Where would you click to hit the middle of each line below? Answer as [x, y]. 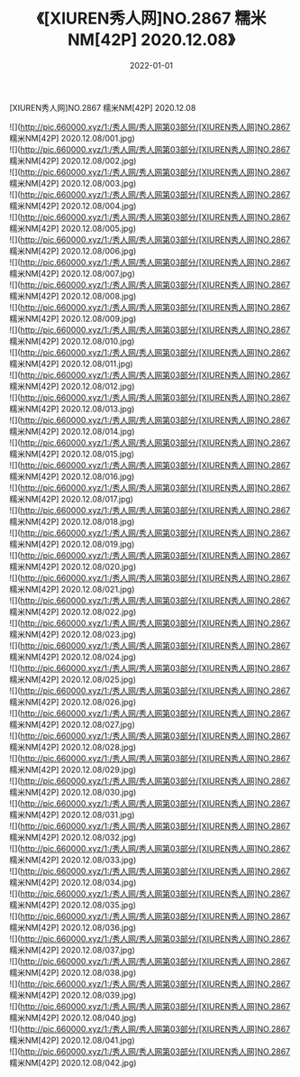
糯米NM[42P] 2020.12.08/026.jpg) [73, 702]
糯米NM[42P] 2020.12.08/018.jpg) [72, 521]
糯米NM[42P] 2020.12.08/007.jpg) [72, 273]
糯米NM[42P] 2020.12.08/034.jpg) [73, 882]
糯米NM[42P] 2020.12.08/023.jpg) [73, 634]
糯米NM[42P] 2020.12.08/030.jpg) [73, 792]
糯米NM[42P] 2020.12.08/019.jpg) [72, 544]
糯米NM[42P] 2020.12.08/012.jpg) [72, 386]
